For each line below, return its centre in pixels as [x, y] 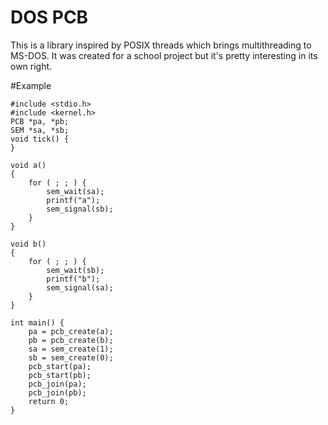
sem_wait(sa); [75, 191]
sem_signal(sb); [80, 209]
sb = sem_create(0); [71, 357]
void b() [28, 244]
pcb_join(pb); [57, 392]
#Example [31, 85]
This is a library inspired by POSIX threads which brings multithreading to [161, 45]
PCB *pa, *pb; [40, 121]
